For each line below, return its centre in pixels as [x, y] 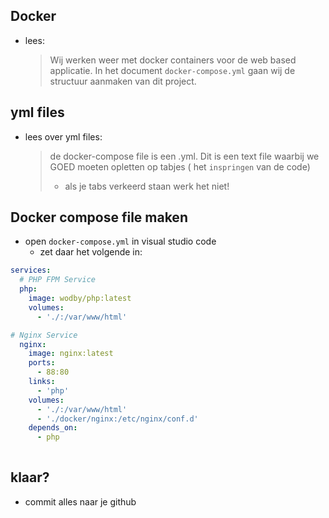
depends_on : [53, 428]
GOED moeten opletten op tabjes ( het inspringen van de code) [180, 166]
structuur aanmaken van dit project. [123, 81]
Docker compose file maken [99, 217]
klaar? [30, 477]
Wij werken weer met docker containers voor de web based [173, 60]
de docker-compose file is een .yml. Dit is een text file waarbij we [184, 156]
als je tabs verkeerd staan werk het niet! [147, 186]
